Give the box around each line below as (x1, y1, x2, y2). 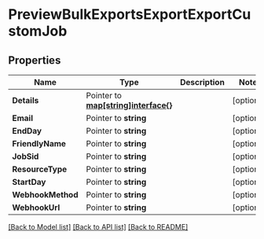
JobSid (12, 151, 39, 162)
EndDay (12, 126, 42, 136)
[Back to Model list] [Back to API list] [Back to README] (8, 222, 189, 231)
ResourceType (12, 164, 68, 175)
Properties (8, 53, 61, 67)
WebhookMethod (12, 189, 79, 200)
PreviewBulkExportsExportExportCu (8, 6, 251, 24)
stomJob (8, 22, 68, 40)
